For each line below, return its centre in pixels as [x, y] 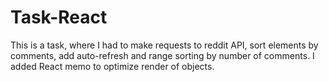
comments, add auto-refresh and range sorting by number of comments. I [162, 55]
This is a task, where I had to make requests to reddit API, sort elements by [164, 45]
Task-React [59, 17]
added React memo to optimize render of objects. [112, 66]
